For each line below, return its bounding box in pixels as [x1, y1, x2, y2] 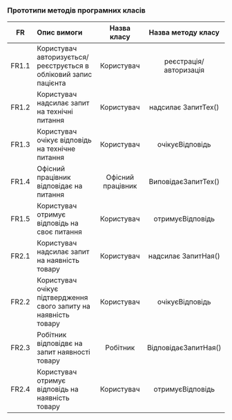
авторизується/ [37, 53, 89, 62]
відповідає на [37, 181, 83, 191]
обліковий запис [37, 70, 93, 80]
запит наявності [37, 347, 91, 357]
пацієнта [37, 78, 66, 88]
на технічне [37, 144, 76, 154]
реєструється [37, 61, 84, 71]
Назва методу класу [148, 28, 220, 37]
